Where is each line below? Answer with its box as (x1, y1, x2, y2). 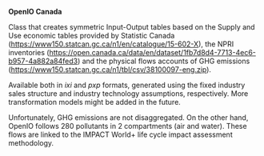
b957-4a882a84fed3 (8, 56, 78, 66)
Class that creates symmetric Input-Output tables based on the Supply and (8, 22, 255, 31)
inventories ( (8, 48, 50, 57)
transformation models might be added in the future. (8, 98, 182, 106)
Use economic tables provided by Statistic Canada (8, 31, 175, 40)
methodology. (8, 138, 54, 147)
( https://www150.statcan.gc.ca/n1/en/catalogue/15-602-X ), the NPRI (8, 39, 234, 49)
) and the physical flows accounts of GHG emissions (77, 56, 250, 66)
